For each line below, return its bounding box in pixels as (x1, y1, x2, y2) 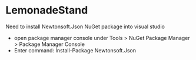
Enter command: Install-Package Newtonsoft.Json (14, 46, 137, 54)
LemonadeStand (5, 4, 88, 17)
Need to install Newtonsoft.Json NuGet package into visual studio (5, 23, 165, 30)
